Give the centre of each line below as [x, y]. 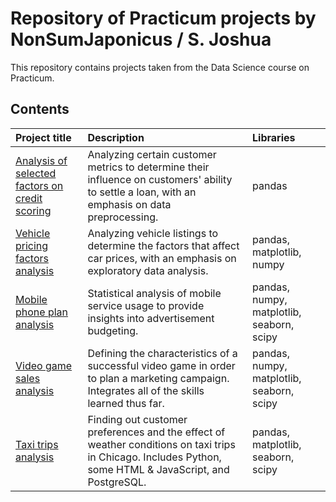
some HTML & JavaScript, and [158, 469]
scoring [33, 210]
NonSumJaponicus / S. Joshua [141, 39]
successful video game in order [161, 365]
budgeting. [113, 330]
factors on [39, 185]
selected [36, 173]
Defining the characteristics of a [162, 353]
